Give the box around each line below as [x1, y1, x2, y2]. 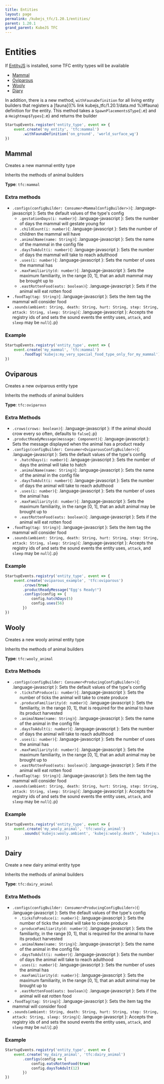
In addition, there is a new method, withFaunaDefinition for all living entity [5, 97, 155, 103]
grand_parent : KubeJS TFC [5, 25, 58, 30]
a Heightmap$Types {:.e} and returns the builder [5, 113, 98, 119]
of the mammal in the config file [19, 241, 84, 247]
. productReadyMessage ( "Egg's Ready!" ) [22, 587, 102, 592]
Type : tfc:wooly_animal [5, 655, 53, 661]
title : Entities [5, 7, 38, 12]
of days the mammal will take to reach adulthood [19, 252, 118, 258]
